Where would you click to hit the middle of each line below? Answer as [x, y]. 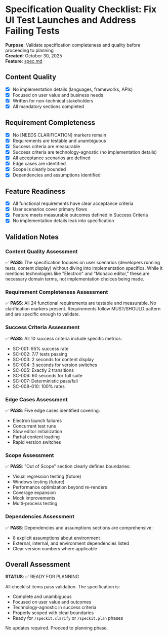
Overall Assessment [38, 564]
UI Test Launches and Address [71, 20]
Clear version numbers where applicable [55, 548]
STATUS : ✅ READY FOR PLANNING [42, 577]
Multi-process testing [35, 504]
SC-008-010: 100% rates [38, 386]
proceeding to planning [30, 50]
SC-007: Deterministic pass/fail [45, 381]
